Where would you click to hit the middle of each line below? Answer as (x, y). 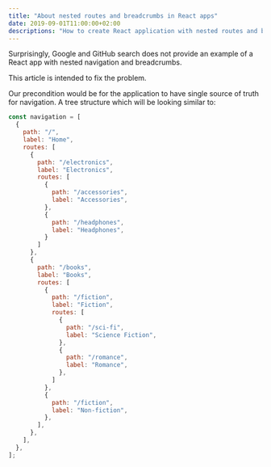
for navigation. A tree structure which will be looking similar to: (112, 103)
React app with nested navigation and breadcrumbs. (96, 62)
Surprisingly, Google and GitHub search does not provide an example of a (131, 54)
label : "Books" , (65, 275)
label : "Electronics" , (75, 170)
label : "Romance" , (97, 365)
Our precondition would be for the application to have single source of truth (134, 94)
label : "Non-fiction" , (90, 410)
